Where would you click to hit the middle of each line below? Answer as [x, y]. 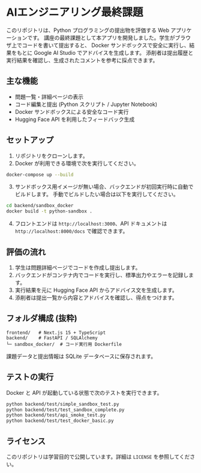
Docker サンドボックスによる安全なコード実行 [72, 111]
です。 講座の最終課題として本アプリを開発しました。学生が [101, 37]
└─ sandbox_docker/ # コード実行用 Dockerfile [64, 344]
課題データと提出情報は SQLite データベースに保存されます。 [81, 356]
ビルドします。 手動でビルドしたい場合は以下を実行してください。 [97, 194]
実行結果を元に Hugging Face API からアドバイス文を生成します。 [96, 290]
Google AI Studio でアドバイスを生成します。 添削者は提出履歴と [114, 52]
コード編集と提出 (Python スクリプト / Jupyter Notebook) [86, 104]
